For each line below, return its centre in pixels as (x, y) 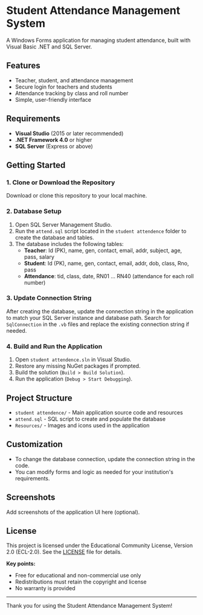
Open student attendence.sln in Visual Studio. (73, 360)
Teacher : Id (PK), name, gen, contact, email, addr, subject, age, (103, 250)
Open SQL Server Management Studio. (63, 224)
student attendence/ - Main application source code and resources (99, 412)
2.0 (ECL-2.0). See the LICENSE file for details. (64, 552)
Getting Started (36, 165)
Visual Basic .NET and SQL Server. (49, 47)
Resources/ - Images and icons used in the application (82, 425)
